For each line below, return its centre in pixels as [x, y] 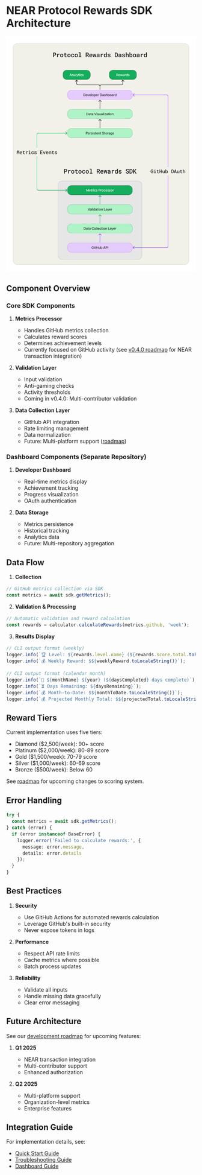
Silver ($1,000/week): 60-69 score [58, 763]
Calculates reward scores [55, 337]
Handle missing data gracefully [62, 996]
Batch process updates [53, 966]
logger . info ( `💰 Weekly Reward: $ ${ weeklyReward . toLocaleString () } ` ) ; [96, 661]
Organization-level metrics [57, 1102]
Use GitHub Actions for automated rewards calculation [91, 917]
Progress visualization [51, 495]
